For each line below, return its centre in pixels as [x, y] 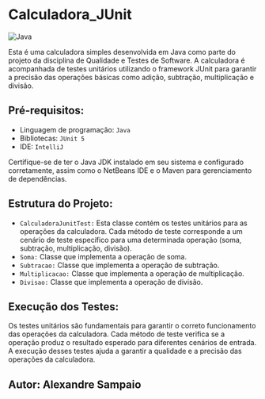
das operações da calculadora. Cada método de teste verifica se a [117, 334]
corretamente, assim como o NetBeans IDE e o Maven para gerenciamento [130, 170]
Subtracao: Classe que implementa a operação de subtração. [119, 265]
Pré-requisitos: [46, 111]
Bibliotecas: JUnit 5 [52, 138]
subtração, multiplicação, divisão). [76, 248]
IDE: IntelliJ [42, 146]
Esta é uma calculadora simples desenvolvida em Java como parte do [122, 52]
